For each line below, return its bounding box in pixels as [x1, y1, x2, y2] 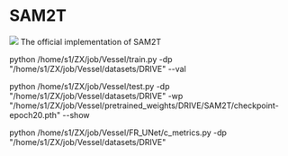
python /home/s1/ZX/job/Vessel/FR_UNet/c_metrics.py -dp [9, 127, 228, 138]
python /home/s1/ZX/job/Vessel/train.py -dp [9, 53, 173, 64]
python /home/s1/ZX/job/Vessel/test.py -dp [9, 80, 170, 91]
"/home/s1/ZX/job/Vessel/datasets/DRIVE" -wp [9, 90, 184, 101]
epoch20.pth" [9, 109, 61, 120]
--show [62, 109, 90, 120]
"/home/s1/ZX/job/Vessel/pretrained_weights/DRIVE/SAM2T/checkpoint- [9, 100, 279, 111]
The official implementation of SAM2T [20, 36, 162, 47]
